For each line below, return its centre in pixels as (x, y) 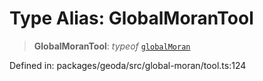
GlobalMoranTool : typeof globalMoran (112, 46)
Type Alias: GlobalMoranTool (131, 18)
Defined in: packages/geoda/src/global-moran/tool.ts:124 (128, 65)
